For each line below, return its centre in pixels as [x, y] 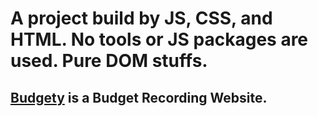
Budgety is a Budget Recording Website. [139, 97]
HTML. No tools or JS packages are [159, 39]
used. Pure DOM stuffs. [109, 61]
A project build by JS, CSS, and [141, 18]
